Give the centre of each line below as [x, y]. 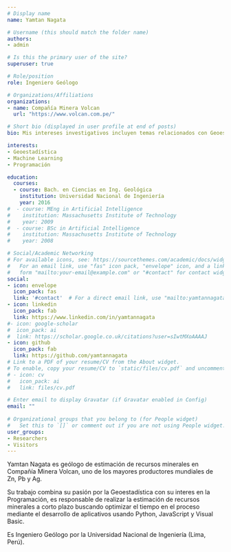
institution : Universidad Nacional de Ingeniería [92, 197]
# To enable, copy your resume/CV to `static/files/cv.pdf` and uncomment [117, 368]
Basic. [16, 521]
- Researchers [27, 438]
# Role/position [30, 76]
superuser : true [30, 64]
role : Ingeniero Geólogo [43, 82]
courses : [26, 184]
